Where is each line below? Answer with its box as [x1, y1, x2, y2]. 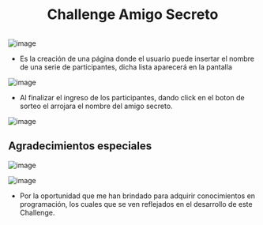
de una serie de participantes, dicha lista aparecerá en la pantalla [19, 62, 233, 72]
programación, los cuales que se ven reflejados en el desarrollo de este [19, 199, 253, 208]
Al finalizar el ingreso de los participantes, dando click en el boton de [19, 92, 245, 102]
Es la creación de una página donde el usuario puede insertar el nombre [19, 54, 255, 63]
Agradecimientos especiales [8, 140, 152, 153]
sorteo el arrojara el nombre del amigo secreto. [19, 101, 173, 111]
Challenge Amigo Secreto [47, 6, 219, 24]
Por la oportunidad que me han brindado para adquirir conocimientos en [19, 191, 255, 201]
